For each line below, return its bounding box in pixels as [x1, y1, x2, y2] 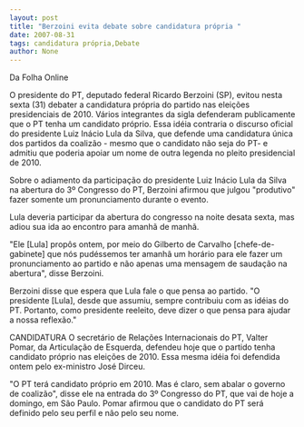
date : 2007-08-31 [9, 30, 75, 39]
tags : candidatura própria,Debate [9, 38, 141, 48]
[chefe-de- [233, 239, 275, 250]
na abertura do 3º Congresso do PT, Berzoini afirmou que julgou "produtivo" [9, 184, 296, 195]
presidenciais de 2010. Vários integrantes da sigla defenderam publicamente [9, 109, 296, 120]
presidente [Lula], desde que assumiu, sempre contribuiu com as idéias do [9, 295, 289, 306]
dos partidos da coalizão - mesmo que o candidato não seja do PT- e [9, 138, 269, 149]
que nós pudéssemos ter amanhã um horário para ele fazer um [46, 249, 283, 260]
